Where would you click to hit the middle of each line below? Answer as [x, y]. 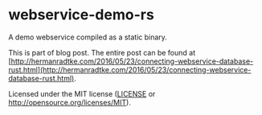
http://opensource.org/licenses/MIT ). [70, 102]
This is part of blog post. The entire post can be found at [102, 52]
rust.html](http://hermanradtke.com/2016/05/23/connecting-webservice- [130, 69]
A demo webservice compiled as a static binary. [88, 37]
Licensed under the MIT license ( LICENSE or [82, 93]
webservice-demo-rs [81, 15]
